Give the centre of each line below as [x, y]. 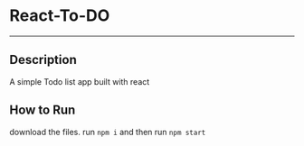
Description [43, 60]
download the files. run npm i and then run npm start [108, 132]
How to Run [43, 110]
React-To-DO [60, 16]
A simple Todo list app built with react [80, 81]
